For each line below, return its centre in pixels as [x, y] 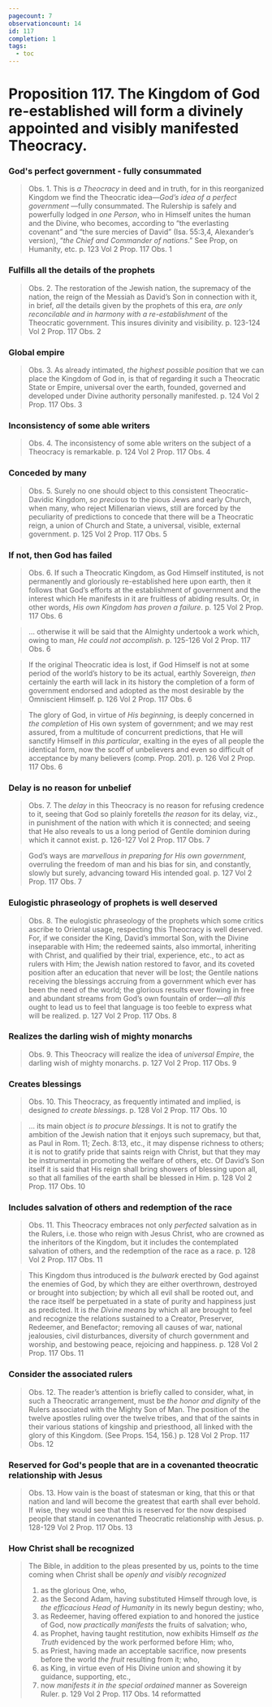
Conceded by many [47, 473]
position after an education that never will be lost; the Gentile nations [143, 972]
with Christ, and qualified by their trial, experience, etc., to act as [136, 955]
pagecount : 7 [30, 16]
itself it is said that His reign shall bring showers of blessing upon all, [143, 1169]
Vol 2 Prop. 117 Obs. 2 [65, 331]
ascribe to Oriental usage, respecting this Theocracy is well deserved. [145, 929]
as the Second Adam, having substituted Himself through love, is [149, 1599]
